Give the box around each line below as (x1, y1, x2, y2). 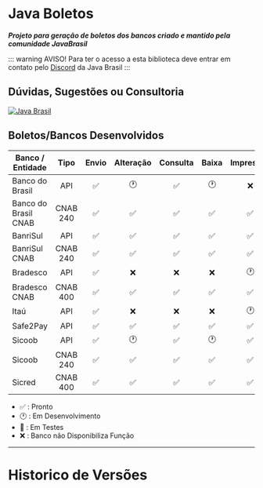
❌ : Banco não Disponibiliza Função (19, 431, 135, 440)
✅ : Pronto (19, 402, 53, 411)
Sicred (12, 377, 37, 388)
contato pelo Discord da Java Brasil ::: (8, 62, 131, 71)
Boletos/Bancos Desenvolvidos (8, 129, 164, 142)
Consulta (159, 157, 194, 168)
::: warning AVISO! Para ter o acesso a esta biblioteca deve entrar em (8, 54, 231, 64)
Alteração (113, 157, 152, 168)
